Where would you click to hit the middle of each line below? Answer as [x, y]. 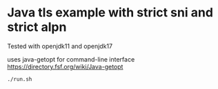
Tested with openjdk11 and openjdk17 [60, 46]
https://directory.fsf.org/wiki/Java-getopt [65, 66]
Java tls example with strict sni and [110, 13]
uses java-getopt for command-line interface [71, 59]
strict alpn [37, 27]
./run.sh [20, 79]
